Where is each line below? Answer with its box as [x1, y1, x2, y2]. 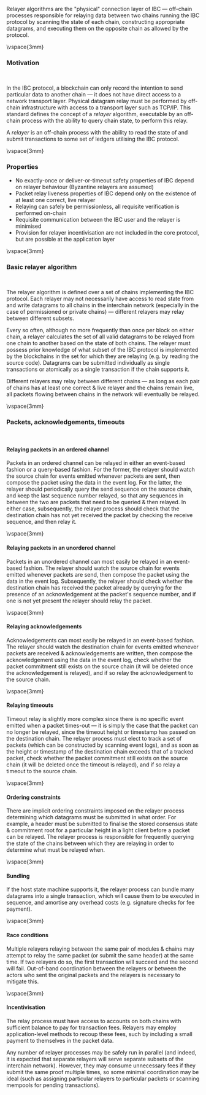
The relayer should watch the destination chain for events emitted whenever [6, 643, 199, 650]
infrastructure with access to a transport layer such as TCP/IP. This [21, 104, 191, 111]
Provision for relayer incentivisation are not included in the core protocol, [15, 228, 199, 236]
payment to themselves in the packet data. [6, 1037, 114, 1044]
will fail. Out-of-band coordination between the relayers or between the [6, 964, 187, 972]
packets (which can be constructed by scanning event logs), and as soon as [6, 741, 199, 749]
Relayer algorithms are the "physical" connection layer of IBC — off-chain [6, 6, 193, 12]
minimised [15, 222, 42, 230]
